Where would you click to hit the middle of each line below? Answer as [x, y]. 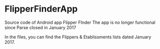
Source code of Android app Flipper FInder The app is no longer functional [80, 22]
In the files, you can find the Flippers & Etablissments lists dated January [78, 37]
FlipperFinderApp [41, 9]
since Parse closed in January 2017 [40, 27]
